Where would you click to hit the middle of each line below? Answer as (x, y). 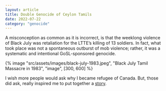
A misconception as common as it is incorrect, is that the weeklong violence (83, 38)
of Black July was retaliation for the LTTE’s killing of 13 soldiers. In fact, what (83, 43)
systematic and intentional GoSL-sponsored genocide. (61, 54)
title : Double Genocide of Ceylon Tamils (49, 14)
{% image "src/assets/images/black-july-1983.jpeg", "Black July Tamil (77, 63)
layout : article (22, 10)
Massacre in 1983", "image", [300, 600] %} (49, 69)
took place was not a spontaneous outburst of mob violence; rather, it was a (83, 48)
